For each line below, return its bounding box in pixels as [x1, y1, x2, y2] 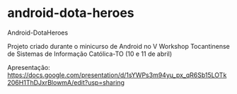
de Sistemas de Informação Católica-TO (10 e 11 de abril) [7, 49, 173, 58]
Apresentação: [7, 63, 51, 71]
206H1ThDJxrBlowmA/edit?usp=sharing [7, 78, 125, 86]
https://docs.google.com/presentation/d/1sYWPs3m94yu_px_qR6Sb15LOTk [7, 71, 227, 79]
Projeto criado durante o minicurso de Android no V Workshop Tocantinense [7, 42, 230, 50]
